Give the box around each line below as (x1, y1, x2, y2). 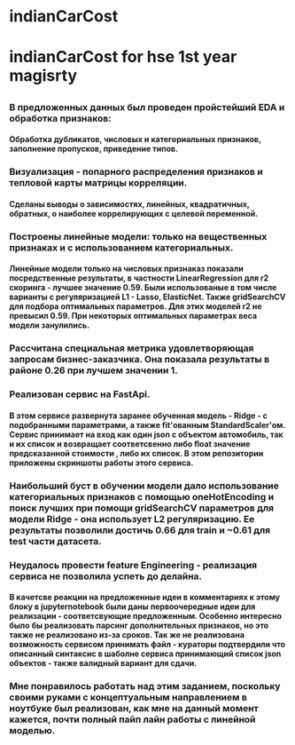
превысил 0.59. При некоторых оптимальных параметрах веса (9, 311, 258, 321)
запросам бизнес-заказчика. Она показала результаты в (9, 353, 270, 366)
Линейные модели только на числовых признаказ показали (9, 264, 244, 274)
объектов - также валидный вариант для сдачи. (9, 658, 198, 669)
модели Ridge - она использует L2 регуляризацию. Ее (9, 512, 255, 525)
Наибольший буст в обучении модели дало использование (9, 479, 279, 492)
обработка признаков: (9, 112, 113, 124)
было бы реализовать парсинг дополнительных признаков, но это (9, 620, 269, 631)
